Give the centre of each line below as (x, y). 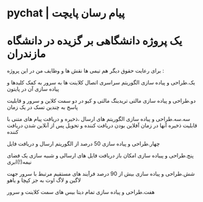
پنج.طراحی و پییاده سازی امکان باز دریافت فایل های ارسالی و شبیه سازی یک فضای (100, 156)
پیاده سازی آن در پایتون (33, 89)
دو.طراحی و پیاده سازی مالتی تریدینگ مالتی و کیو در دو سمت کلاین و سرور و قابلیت (101, 101)
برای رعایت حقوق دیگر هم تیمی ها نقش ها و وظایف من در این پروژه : (86, 71)
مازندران (27, 54)
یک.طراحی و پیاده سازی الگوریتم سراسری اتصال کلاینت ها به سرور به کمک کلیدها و (101, 83)
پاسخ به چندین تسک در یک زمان (42, 107)
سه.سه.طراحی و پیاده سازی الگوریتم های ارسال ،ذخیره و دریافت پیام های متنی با (99, 119)
